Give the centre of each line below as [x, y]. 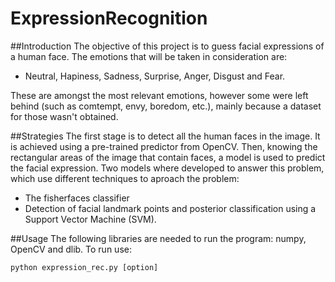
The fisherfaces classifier [77, 198]
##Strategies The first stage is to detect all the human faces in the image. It [165, 136]
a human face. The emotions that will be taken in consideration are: [149, 56]
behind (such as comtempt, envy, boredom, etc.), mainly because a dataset [166, 106]
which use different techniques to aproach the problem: [125, 178]
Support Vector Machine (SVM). [90, 219]
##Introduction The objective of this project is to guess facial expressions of [167, 46]
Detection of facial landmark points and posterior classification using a [170, 208]
